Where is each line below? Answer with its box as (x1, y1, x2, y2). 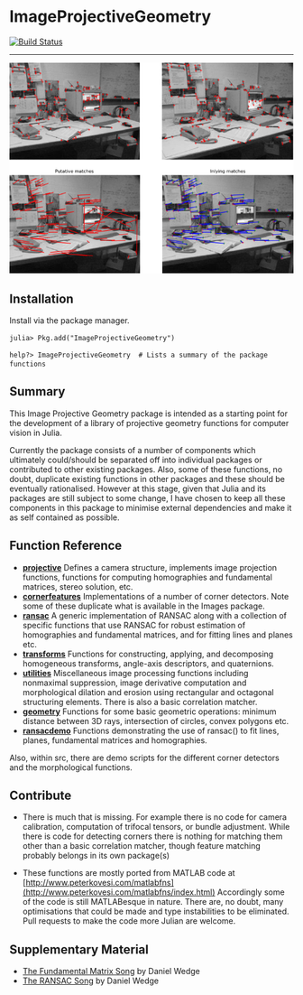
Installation (9, 291, 74, 306)
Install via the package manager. (9, 315, 130, 326)
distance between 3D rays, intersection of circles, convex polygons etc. (22, 715, 289, 726)
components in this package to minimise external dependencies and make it (9, 502, 292, 513)
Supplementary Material (9, 942, 149, 957)
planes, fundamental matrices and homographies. (22, 734, 207, 746)
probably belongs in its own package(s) (22, 851, 170, 861)
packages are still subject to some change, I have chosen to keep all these (9, 492, 286, 503)
